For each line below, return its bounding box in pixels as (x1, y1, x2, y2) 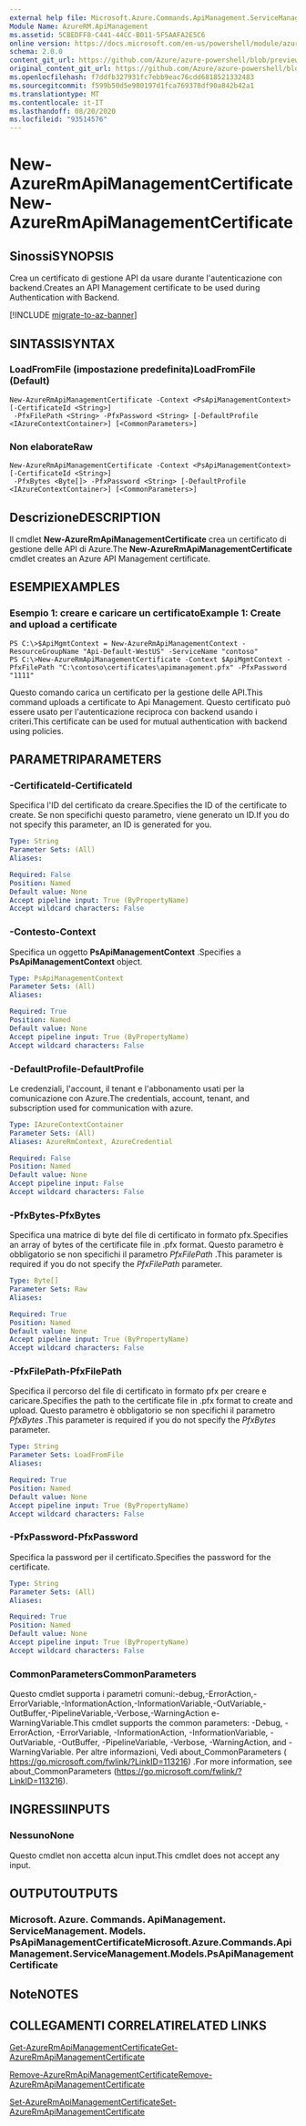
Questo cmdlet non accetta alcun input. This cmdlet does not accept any (9, 1850, 280, 1861)
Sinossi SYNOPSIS (9, 248, 114, 264)
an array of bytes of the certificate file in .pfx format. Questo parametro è (9, 1240, 284, 1251)
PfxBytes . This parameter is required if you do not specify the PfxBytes (9, 1415, 276, 1426)
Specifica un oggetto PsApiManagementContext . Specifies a (9, 946, 241, 957)
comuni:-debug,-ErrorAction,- (145, 1689, 258, 1700)
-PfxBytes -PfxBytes (9, 1209, 101, 1221)
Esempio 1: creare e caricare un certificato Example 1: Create (9, 607, 281, 619)
